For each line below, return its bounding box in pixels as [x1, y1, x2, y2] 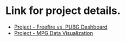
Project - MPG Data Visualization [13, 29, 93, 36]
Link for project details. [5, 4, 121, 17]
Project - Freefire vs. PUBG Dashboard [13, 23, 108, 30]
